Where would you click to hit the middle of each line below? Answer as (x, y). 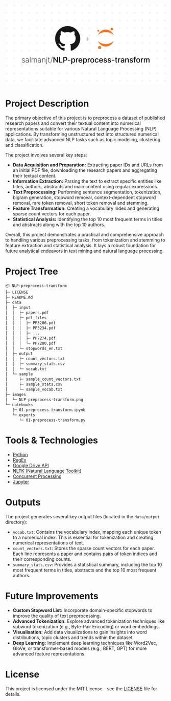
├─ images (16, 395)
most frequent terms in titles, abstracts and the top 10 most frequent (84, 570)
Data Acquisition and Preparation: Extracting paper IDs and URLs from (88, 165)
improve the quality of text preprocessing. (57, 616)
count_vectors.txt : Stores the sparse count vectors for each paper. (84, 548)
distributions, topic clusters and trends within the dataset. (73, 637)
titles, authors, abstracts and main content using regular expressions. (85, 186)
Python (20, 454)
